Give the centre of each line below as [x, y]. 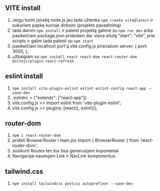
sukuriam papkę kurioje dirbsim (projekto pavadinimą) [67, 25]
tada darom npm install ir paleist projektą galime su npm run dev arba [82, 30]
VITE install [23, 8]
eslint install [24, 76]
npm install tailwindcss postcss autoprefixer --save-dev [72, 184]
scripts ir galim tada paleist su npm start [53, 41]
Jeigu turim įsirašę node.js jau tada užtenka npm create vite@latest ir [82, 20]
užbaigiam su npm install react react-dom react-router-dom [74, 56]
